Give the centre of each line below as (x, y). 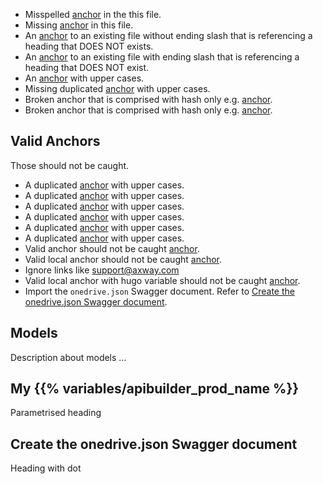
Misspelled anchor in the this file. (93, 14)
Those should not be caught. (70, 165)
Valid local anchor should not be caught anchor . (123, 259)
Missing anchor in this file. (79, 25)
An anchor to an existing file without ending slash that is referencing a (168, 35)
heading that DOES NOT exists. (89, 46)
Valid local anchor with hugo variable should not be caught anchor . (162, 280)
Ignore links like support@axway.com (102, 270)
